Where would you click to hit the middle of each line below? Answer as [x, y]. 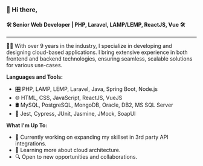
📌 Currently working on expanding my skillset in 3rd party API [92, 137]
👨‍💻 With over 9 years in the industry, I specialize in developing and [89, 46]
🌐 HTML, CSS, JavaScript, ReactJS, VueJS [69, 98]
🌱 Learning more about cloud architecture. [68, 150]
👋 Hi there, [22, 10]
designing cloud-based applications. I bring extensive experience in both [97, 52]
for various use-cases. [34, 65]
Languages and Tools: [35, 77]
